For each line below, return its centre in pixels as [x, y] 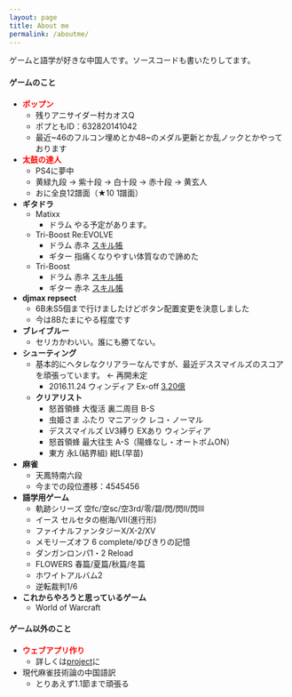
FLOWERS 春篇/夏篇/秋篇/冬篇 [91, 564]
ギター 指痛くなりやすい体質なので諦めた [124, 256]
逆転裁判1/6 [56, 586]
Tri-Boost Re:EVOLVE [74, 234]
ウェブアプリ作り [53, 650]
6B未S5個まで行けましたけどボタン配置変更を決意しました [142, 308]
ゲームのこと [32, 82]
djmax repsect [49, 298]
